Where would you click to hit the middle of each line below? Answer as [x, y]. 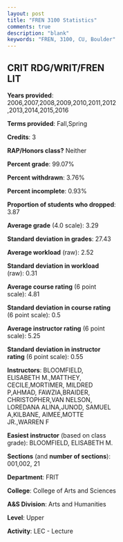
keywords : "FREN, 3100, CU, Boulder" [61, 40]
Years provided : [30, 95]
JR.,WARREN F [28, 422]
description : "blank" [38, 33]
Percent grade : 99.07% [41, 164]
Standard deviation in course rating [59, 308]
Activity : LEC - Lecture [40, 531]
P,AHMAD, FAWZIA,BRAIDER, [49, 392]
